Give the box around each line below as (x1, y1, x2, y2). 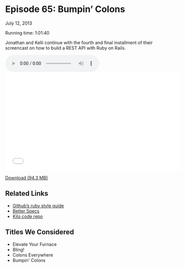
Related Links (5, 189, 49, 198)
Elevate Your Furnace (12, 241, 57, 247)
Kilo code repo (12, 213, 43, 219)
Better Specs (12, 208, 40, 214)
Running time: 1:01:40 (5, 30, 50, 36)
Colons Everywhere (12, 252, 54, 258)
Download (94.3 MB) (5, 175, 48, 181)
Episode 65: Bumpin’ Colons (5, 4, 125, 15)
